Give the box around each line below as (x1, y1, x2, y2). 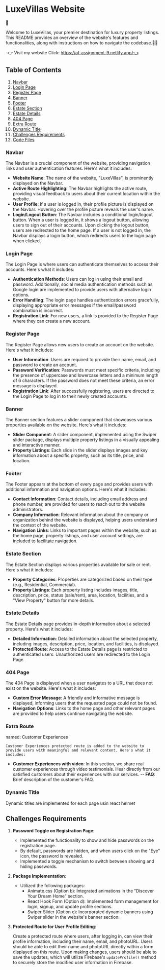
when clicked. (12, 238, 41, 244)
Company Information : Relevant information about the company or (12, 512, 149, 518)
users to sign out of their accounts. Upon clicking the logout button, (12, 222, 150, 228)
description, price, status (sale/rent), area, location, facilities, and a (12, 592, 148, 598)
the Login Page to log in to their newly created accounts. (12, 393, 127, 399)
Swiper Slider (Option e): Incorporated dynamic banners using (27, 909, 154, 915)
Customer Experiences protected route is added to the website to (5, 744, 144, 748)
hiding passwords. (20, 863, 58, 869)
